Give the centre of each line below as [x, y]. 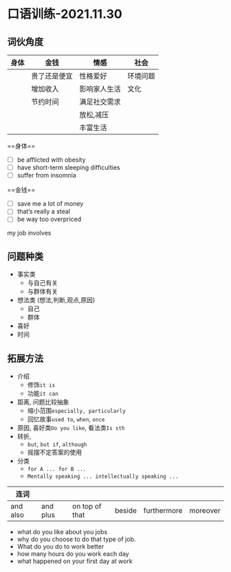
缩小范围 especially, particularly [76, 411]
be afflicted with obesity [51, 160]
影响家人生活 [100, 89]
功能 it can [43, 393]
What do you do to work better [60, 547]
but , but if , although [57, 444]
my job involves [29, 233]
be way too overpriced [49, 219]
